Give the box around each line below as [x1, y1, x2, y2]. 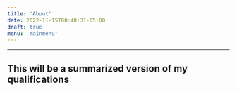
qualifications [7, 73, 69, 85]
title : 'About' [7, 10, 52, 18]
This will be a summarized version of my [7, 63, 188, 74]
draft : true [7, 23, 42, 30]
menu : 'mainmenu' [7, 29, 59, 37]
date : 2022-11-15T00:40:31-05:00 [7, 17, 106, 24]
